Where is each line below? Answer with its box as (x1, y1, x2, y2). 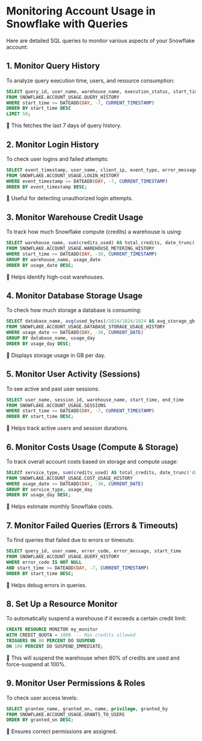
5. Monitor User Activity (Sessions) (6, 369, 141, 379)
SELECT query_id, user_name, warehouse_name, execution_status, (6, 89, 171, 95)
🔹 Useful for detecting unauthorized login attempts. (6, 195, 133, 202)
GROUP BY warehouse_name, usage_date (6, 256, 101, 263)
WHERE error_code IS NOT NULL (6, 559, 82, 565)
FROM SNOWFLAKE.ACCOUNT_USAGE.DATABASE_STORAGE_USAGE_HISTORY (6, 324, 165, 330)
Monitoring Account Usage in (6, 4, 156, 18)
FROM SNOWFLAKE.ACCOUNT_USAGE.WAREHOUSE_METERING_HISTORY (6, 245, 155, 251)
